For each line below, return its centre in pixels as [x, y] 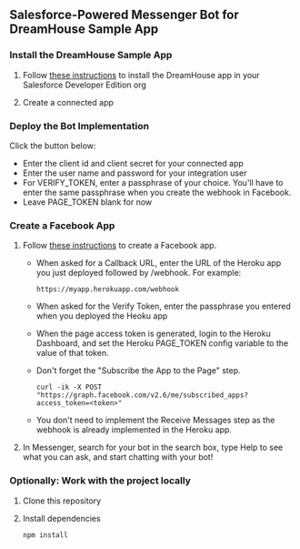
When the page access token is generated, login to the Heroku [153, 334]
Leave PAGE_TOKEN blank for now [87, 202]
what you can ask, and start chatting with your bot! [118, 457]
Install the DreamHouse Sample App [91, 56]
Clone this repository [62, 501]
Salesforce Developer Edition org [85, 85]
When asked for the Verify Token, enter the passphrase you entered [163, 306]
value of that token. [72, 353]
